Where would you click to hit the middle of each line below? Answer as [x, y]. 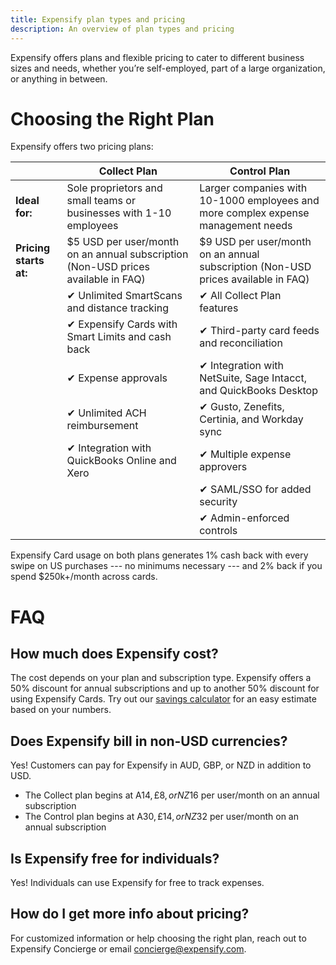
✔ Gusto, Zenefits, [242, 407]
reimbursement [102, 426]
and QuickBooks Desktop [258, 391]
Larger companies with [253, 188]
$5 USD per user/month [123, 242]
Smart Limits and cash [119, 337]
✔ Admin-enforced [244, 518]
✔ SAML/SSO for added [255, 489]
